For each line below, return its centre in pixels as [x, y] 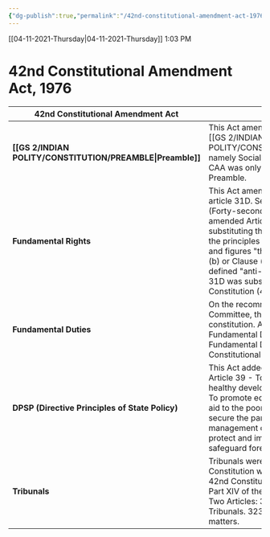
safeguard [228, 448]
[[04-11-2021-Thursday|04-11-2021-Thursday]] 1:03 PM [100, 39]
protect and [230, 437]
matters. [224, 521]
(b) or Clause [233, 260]
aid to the [226, 408]
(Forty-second [237, 211]
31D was [225, 281]
